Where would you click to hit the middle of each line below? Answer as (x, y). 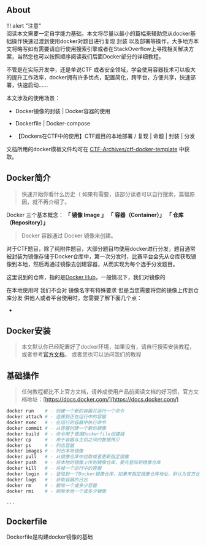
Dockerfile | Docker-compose (53, 123)
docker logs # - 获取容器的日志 (47, 480)
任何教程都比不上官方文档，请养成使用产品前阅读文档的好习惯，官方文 (110, 392)
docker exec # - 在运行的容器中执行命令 (56, 422)
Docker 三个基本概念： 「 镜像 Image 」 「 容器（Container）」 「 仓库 (95, 215)
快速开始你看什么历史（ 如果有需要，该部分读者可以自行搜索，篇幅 (105, 194)
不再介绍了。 (54, 202)
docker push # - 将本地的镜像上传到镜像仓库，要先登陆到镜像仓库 (84, 463)
